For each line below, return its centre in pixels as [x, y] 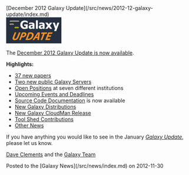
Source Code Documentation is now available [70, 100]
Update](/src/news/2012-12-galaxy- [109, 8]
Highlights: [20, 64]
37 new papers [33, 76]
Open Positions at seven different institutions [69, 88]
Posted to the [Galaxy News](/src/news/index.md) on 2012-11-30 [85, 166]
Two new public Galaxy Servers [53, 82]
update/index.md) [28, 14]
